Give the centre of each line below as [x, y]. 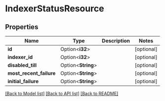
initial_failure [23, 81]
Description [116, 41]
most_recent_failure [32, 73]
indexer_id [20, 57]
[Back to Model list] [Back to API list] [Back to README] [62, 94]
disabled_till [22, 65]
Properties [22, 27]
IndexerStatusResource [55, 9]
